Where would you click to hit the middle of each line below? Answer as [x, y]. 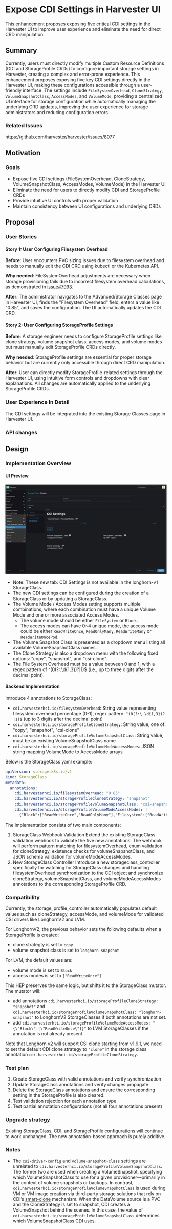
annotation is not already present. [48, 1034]
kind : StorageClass [26, 777]
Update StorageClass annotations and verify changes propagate [81, 1085]
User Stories [21, 237]
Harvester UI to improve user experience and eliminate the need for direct [83, 29]
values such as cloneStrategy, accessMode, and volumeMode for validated [84, 914]
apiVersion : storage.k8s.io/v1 [39, 772]
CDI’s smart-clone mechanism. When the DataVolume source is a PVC [87, 1199]
